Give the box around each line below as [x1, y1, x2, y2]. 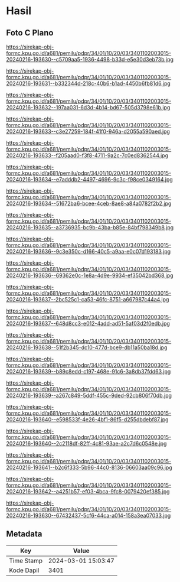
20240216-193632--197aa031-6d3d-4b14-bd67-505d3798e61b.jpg [6, 104, 171, 110]
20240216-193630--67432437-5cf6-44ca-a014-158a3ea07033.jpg [6, 512, 171, 519]
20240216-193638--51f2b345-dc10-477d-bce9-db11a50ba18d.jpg [6, 344, 168, 351]
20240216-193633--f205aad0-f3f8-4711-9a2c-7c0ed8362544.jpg [6, 152, 169, 159]
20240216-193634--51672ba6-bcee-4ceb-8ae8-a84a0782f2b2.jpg [6, 200, 172, 207]
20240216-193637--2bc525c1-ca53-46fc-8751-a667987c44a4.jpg [6, 296, 169, 303]
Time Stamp [9, 557, 43, 565]
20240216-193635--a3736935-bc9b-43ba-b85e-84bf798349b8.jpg [6, 224, 174, 231]
